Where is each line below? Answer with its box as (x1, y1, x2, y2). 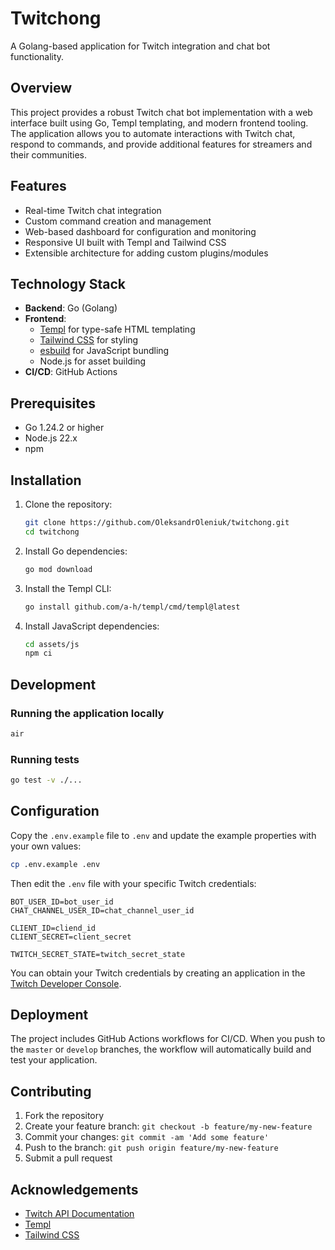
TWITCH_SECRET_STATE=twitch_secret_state (10, 949, 186, 959)
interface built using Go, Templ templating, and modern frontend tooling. (10, 117, 309, 129)
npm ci (24, 648, 53, 659)
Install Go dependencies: (24, 545, 128, 557)
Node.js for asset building (39, 355, 147, 367)
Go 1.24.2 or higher (24, 422, 105, 434)
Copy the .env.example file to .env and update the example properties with (10, 829, 317, 841)
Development (10, 676, 97, 693)
